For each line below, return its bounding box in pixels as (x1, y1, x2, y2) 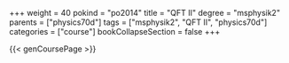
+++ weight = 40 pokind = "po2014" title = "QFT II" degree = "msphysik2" (9, 8, 281, 18)
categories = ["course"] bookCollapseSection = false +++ (9, 27, 221, 36)
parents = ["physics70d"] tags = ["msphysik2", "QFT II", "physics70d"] (9, 17, 268, 28)
